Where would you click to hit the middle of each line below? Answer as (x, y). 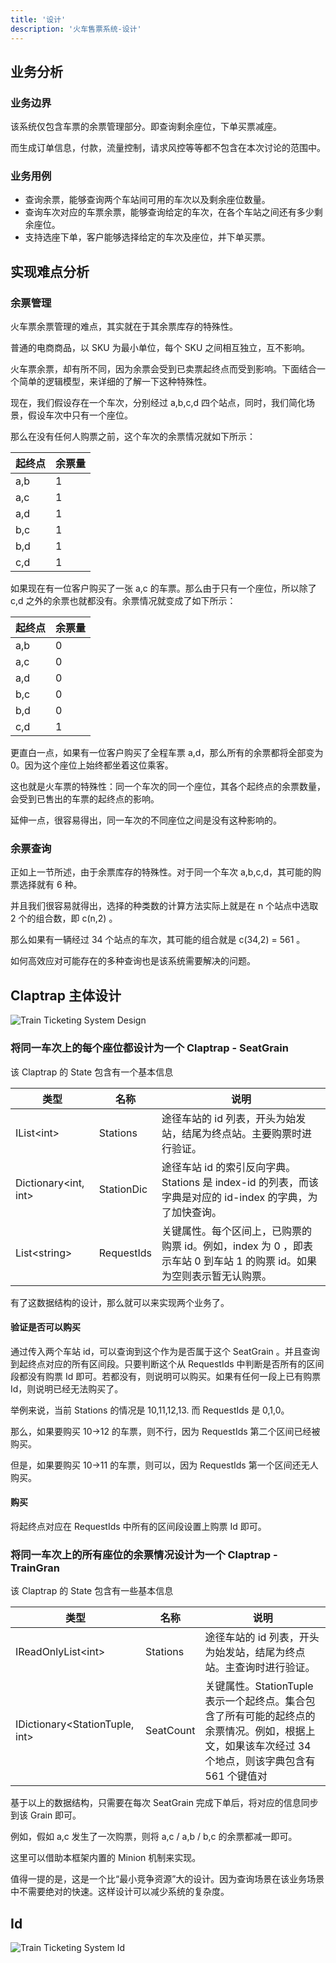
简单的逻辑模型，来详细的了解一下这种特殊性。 (115, 382)
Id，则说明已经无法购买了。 (67, 1388)
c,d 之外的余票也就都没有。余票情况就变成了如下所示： (123, 601)
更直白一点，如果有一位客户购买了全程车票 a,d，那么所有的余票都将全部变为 (167, 753)
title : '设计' (38, 19)
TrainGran (35, 1568)
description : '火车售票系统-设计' (76, 29)
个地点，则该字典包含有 (260, 1761)
